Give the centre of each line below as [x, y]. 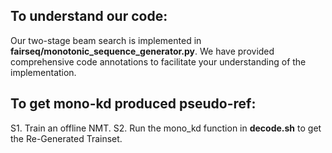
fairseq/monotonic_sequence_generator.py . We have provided [142, 51]
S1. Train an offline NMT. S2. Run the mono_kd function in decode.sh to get [166, 128]
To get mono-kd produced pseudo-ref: [133, 104]
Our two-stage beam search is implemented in [106, 40]
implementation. [43, 72]
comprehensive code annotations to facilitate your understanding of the [158, 61]
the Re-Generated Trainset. [66, 138]
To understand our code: [89, 16]
